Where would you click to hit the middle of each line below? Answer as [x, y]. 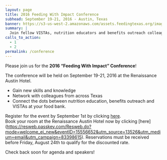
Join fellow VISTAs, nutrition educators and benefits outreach [78, 33]
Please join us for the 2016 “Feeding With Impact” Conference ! [71, 66]
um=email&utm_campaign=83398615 [43, 137]
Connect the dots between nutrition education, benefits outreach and [83, 101]
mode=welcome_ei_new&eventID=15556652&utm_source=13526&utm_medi [83, 132]
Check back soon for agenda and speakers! [50, 152]
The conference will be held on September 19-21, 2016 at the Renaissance [81, 75]
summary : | [16, 28]
